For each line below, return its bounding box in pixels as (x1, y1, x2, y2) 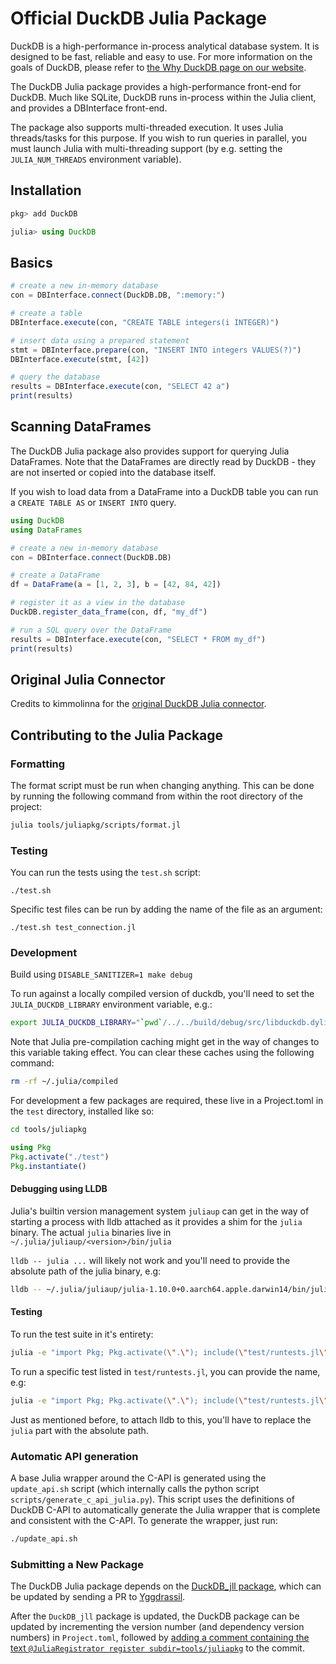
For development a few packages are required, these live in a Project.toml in (10, 1095, 324, 1107)
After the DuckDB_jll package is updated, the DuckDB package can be (10, 1610, 300, 1622)
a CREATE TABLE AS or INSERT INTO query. (10, 496, 177, 508)
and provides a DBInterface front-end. (10, 102, 168, 114)
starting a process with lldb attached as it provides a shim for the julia (10, 1215, 303, 1227)
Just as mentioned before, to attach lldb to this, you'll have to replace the (10, 1413, 312, 1426)
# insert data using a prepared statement (10, 335, 190, 346)
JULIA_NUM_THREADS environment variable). (10, 153, 182, 165)
